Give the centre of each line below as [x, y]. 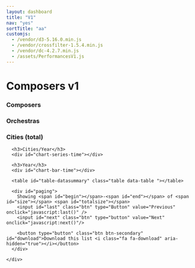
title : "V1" [21, 17]
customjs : [19, 34]
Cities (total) [25, 137]
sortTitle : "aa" [26, 28]
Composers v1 [43, 86]
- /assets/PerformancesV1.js [48, 56]
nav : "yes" [20, 23]
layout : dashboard [29, 12]
